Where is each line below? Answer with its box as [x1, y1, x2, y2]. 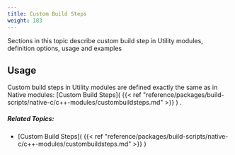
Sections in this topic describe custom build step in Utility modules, [7, 36, 203, 45]
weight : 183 [7, 17, 42, 24]
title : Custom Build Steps [7, 10, 87, 18]
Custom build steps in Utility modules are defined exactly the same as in [7, 83, 218, 92]
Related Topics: [7, 114, 55, 122]
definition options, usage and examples [7, 44, 122, 52]
